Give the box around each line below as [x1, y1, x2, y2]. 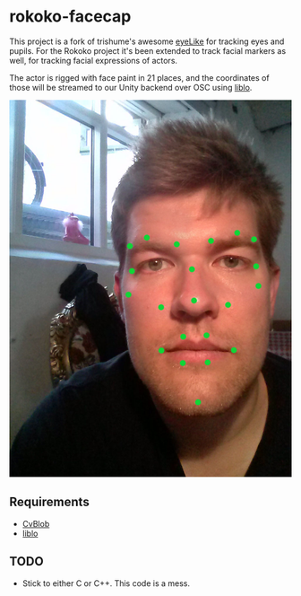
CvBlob [21, 518, 50, 529]
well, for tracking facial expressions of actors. [9, 55, 177, 66]
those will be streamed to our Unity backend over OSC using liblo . [9, 82, 253, 92]
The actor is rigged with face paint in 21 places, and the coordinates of [9, 72, 271, 83]
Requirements [9, 495, 90, 510]
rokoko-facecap [9, 6, 132, 27]
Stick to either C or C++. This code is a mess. [21, 577, 191, 589]
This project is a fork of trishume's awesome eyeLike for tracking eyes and [9, 36, 285, 47]
